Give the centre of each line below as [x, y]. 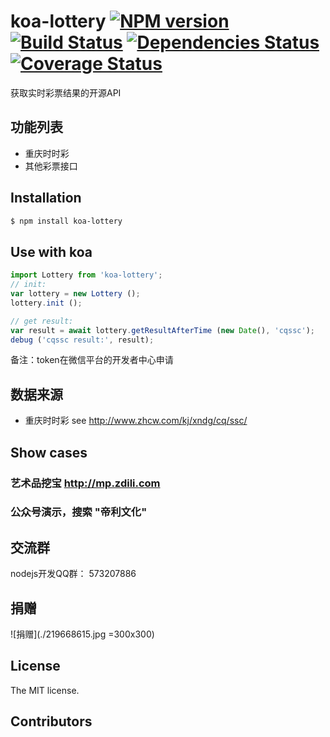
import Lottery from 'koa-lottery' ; [86, 275]
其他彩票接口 [51, 166]
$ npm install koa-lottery [66, 221]
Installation [46, 198]
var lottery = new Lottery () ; [75, 294]
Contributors [51, 721]
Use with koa [51, 251]
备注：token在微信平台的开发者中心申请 [92, 360]
